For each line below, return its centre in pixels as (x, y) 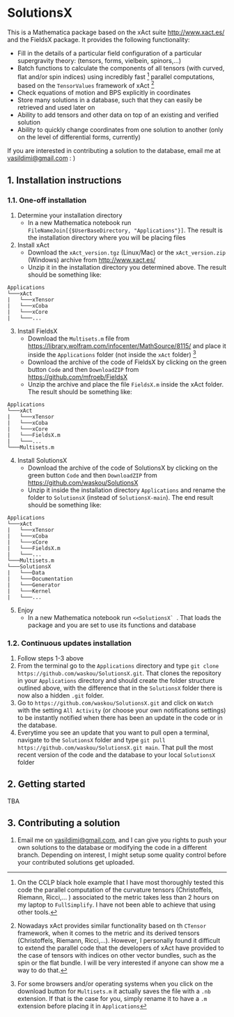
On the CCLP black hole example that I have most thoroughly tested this (120, 882)
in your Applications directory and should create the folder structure (116, 680)
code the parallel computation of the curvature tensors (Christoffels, (115, 890)
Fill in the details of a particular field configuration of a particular (109, 53)
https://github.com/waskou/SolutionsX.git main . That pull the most (115, 747)
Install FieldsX (37, 331)
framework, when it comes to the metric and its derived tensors (108, 933)
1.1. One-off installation (47, 200)
